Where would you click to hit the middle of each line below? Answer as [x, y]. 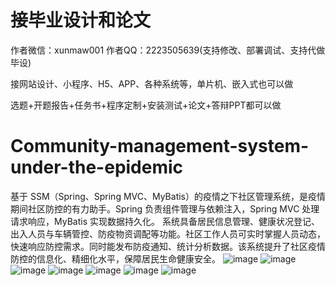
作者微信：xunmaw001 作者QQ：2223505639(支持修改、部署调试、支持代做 [168, 50]
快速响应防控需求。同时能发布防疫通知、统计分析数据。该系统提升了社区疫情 [168, 246]
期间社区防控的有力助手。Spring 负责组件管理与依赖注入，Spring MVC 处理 [165, 208]
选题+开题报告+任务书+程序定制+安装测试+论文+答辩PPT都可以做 [146, 105]
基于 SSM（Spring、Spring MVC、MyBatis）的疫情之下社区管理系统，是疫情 [168, 196]
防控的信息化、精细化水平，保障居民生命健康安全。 [115, 258]
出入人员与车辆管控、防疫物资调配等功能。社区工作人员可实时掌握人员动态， [168, 233]
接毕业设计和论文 [81, 20]
